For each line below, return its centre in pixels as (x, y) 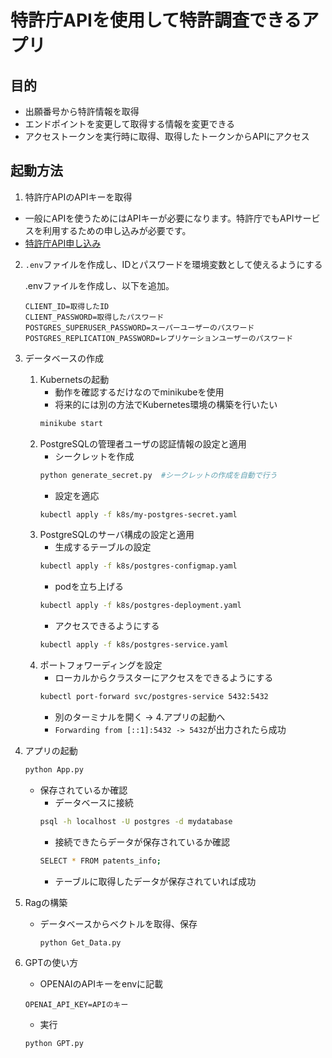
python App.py (54, 769)
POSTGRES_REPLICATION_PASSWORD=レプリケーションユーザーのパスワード (159, 338)
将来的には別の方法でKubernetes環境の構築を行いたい (166, 404)
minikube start (71, 423)
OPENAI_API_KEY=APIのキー (76, 1005)
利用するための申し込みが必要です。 (117, 230)
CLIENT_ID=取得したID (67, 306)
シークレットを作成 (94, 456)
